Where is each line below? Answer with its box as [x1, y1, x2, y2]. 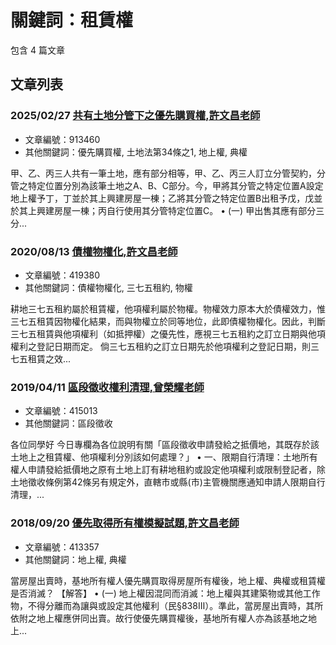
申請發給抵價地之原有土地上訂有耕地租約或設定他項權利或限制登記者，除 [27, 464, 326, 476]
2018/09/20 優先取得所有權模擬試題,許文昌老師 [10, 516, 240, 530]
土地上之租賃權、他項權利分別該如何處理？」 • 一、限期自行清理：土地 [10, 451, 301, 463]
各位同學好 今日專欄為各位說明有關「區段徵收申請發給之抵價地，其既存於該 [10, 439, 320, 451]
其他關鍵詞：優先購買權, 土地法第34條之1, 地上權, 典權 [24, 146, 248, 158]
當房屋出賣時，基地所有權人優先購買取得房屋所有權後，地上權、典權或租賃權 [10, 574, 326, 586]
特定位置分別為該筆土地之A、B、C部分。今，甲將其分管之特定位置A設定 [27, 179, 324, 191]
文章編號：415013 [24, 405, 98, 417]
